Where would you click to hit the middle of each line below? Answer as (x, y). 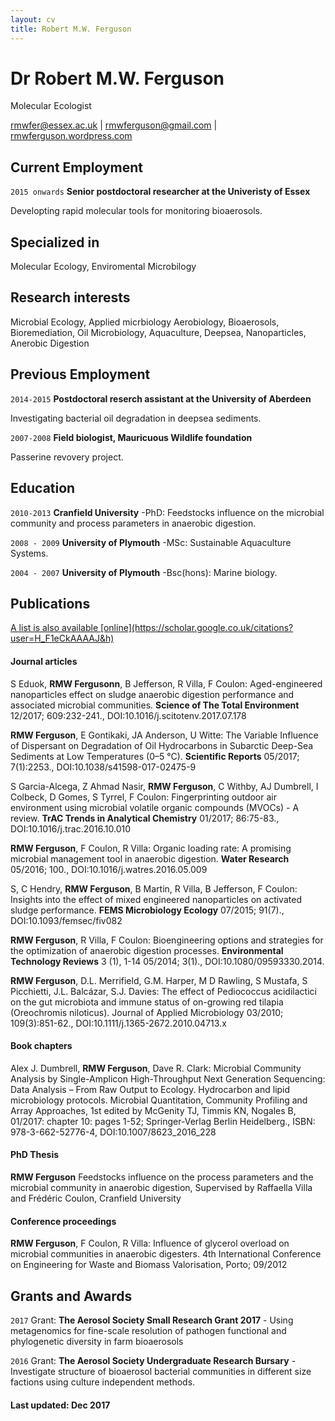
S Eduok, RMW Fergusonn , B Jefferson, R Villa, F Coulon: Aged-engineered (166, 683)
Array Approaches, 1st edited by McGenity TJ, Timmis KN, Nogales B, (153, 1110)
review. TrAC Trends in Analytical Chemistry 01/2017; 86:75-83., (145, 818)
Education (43, 488)
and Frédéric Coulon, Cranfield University (96, 1198)
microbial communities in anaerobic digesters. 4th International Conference (166, 1254)
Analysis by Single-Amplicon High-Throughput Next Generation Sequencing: (168, 1078)
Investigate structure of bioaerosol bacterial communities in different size (161, 1371)
